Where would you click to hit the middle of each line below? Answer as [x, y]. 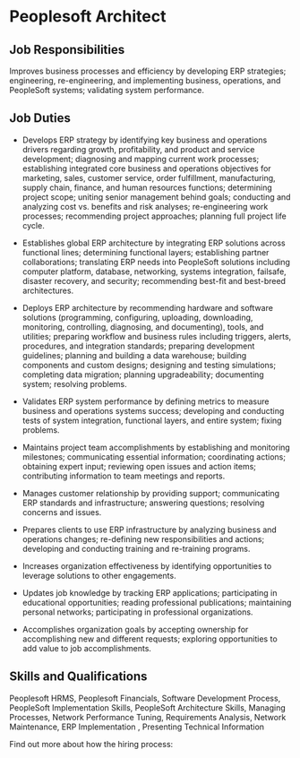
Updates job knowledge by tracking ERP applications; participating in [150, 592]
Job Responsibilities [67, 50]
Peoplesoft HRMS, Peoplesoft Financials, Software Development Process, [145, 698]
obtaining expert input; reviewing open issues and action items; [139, 466]
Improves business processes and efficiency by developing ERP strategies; [148, 71]
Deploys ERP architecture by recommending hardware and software [147, 307]
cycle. [33, 225]
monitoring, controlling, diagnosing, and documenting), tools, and [143, 327]
